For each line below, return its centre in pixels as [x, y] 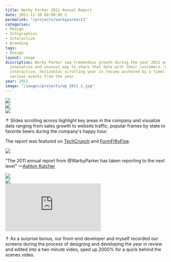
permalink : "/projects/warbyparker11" [46, 19]
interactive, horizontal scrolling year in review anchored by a [81, 72]
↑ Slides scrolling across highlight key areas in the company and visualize [83, 120]
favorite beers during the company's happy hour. [56, 131]
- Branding [17, 43]
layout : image [20, 57]
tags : [11, 48]
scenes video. [20, 255]
